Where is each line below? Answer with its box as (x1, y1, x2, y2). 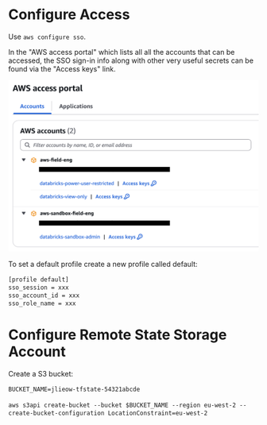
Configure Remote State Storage (8, 326, 227, 344)
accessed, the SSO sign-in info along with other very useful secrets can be (8, 56, 254, 65)
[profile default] (8, 276, 69, 284)
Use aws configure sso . (8, 32, 86, 41)
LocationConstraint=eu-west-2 (107, 409, 208, 417)
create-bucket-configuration (8, 409, 105, 417)
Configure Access (8, 6, 130, 24)
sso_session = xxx (8, 284, 69, 292)
